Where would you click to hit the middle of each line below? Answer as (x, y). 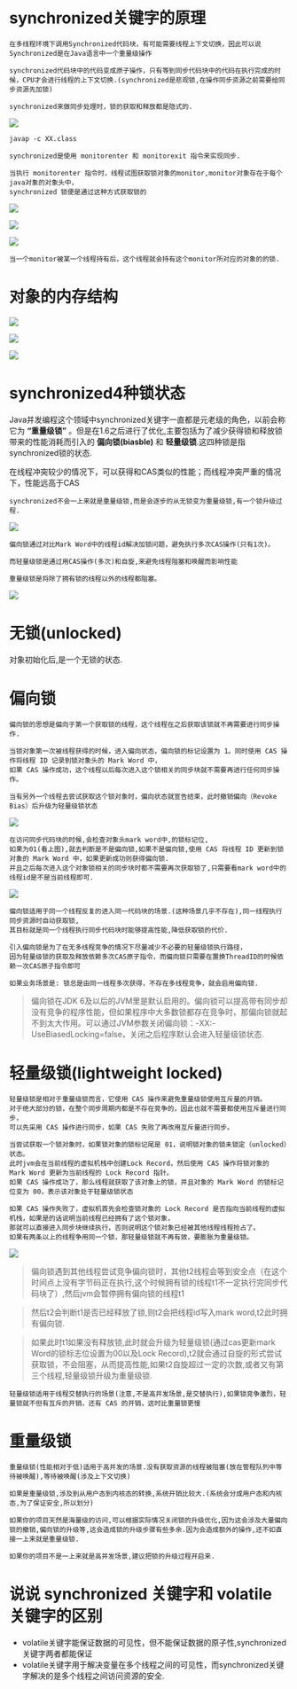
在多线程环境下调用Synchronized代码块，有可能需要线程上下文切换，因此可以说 (135, 44)
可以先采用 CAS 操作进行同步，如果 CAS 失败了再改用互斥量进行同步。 (121, 1127)
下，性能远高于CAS (44, 482)
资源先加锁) (34, 90)
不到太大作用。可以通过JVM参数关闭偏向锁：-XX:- (123, 1023)
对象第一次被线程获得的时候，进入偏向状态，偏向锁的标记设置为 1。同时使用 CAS (149, 751)
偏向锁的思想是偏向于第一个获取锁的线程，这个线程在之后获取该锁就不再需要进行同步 (141, 724)
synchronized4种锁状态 (98, 393)
